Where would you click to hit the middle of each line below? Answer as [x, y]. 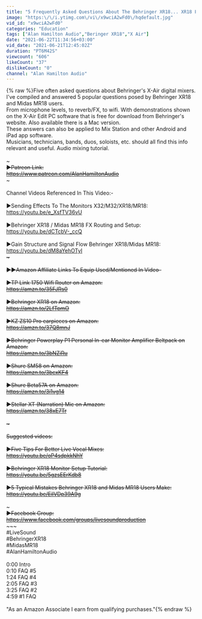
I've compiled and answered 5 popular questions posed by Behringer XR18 [99, 97]
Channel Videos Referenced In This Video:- [60, 193]
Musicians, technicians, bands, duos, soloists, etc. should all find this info [97, 142]
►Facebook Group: [30, 514]
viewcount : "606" [28, 57]
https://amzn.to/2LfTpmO [38, 309]
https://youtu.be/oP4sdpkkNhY [45, 456]
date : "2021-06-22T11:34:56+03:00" [51, 40]
